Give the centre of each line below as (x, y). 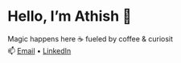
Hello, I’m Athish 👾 (70, 16)
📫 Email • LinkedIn (39, 50)
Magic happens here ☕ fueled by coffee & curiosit (90, 38)
